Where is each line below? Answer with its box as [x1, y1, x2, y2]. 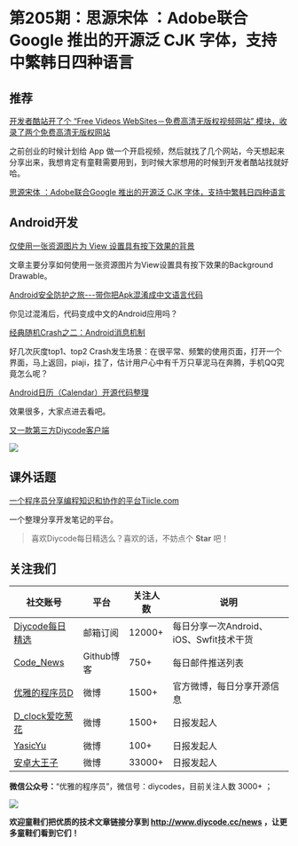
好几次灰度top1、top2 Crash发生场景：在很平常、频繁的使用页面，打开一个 [9, 345, 282, 356]
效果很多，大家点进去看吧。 [9, 406, 111, 416]
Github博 [82, 650, 120, 662]
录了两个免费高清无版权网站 [9, 127, 111, 138]
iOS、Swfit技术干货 [172, 634, 254, 646]
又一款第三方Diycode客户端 [9, 424, 110, 435]
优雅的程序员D [13, 687, 74, 700]
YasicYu [13, 739, 47, 752]
